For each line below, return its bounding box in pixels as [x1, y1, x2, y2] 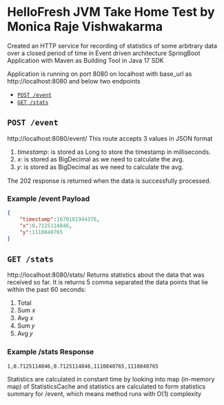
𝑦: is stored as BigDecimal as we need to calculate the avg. [17, 163, 184, 171]
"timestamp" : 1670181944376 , [19, 215, 100, 223]
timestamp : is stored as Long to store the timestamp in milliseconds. [17, 148, 212, 156]
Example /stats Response [7, 347, 94, 357]
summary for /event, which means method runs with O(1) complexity [7, 389, 202, 397]
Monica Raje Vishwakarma [7, 19, 163, 34]
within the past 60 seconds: [7, 286, 86, 294]
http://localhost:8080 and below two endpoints [7, 77, 141, 85]
